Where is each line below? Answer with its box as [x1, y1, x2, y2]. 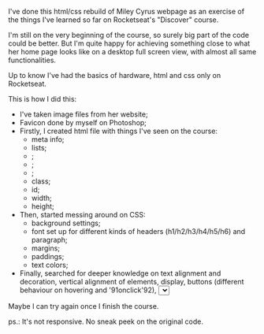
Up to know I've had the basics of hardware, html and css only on [8, 71, 221, 80]
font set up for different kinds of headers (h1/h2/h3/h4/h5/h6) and [31, 227, 246, 236]
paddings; [31, 252, 65, 261]
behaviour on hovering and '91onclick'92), [19, 285, 157, 295]
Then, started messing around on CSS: [19, 210, 146, 219]
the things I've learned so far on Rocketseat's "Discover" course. [8, 15, 219, 24]
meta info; [31, 135, 65, 144]
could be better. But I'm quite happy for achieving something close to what [8, 39, 251, 48]
